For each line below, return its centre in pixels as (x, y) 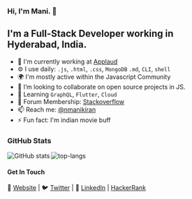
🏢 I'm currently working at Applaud (67, 61)
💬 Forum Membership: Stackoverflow (71, 101)
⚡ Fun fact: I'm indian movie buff (64, 120)
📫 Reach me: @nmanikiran (57, 109)
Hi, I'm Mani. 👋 (32, 11)
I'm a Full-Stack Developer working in (90, 34)
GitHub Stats (29, 140)
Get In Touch (26, 172)
